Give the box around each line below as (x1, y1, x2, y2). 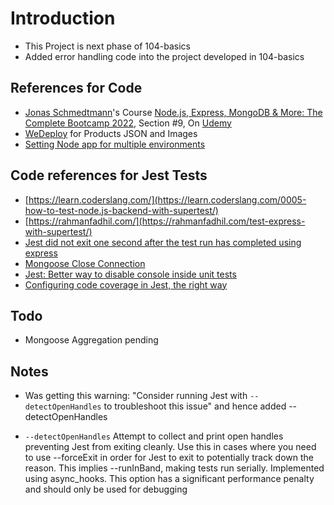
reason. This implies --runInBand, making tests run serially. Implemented (24, 462, 325, 474)
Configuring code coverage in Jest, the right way (24, 278, 228, 291)
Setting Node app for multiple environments (24, 138, 206, 150)
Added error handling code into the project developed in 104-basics (24, 50, 305, 62)
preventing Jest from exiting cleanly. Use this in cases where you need (24, 441, 317, 453)
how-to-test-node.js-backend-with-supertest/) (24, 204, 219, 216)
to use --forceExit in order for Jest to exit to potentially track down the (24, 452, 314, 464)
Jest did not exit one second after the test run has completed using (24, 236, 302, 248)
